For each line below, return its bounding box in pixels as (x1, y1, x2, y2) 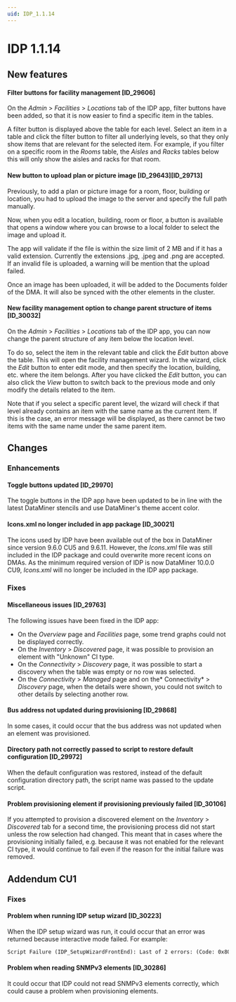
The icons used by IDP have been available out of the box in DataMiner (7, 536, 213, 544)
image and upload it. (7, 230, 67, 239)
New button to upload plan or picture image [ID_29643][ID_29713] (7, 171, 203, 180)
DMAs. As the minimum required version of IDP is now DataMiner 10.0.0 (7, 558, 215, 567)
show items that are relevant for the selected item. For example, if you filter (7, 140, 225, 149)
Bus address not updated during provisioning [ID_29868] (7, 706, 177, 715)
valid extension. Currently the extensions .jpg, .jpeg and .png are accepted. (7, 252, 225, 260)
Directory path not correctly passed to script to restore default (7, 745, 194, 754)
